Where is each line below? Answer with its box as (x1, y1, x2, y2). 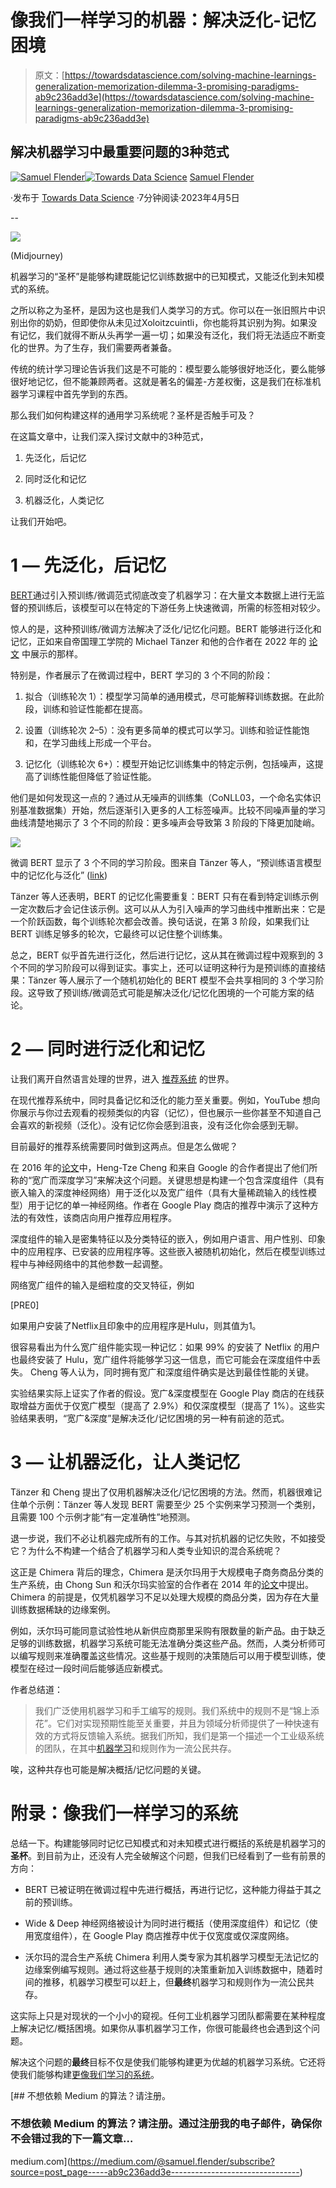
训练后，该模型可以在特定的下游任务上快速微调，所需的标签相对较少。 (36, 601, 326, 613)
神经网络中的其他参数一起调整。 (36, 1257, 168, 1270)
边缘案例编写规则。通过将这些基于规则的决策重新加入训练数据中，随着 (24, 1963, 315, 1975)
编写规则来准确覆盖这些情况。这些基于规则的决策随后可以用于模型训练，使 (18, 1649, 326, 1661)
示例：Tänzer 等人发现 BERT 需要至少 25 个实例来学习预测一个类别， (36, 1498, 321, 1510)
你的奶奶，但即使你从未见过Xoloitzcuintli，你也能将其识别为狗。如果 (27, 316, 309, 328)
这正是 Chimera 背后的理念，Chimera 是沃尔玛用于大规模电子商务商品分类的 (10, 1566, 324, 1578)
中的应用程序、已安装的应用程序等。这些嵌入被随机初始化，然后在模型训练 (10, 1245, 317, 1257)
